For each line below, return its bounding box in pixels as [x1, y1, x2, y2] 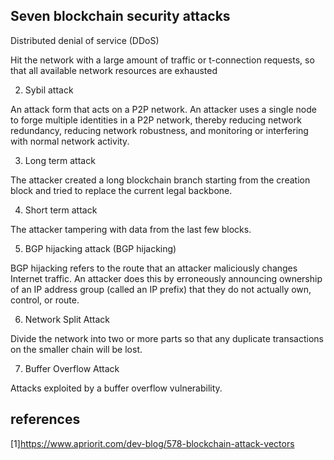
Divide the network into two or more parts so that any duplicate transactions [10, 332, 324, 344]
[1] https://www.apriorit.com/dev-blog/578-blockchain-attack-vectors [10, 437, 295, 449]
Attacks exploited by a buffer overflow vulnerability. [10, 382, 223, 394]
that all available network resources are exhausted [10, 64, 218, 76]
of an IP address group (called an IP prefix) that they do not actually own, [10, 283, 312, 295]
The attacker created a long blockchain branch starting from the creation [10, 174, 311, 186]
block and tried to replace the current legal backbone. [10, 184, 233, 196]
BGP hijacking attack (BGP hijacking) [24, 242, 177, 254]
